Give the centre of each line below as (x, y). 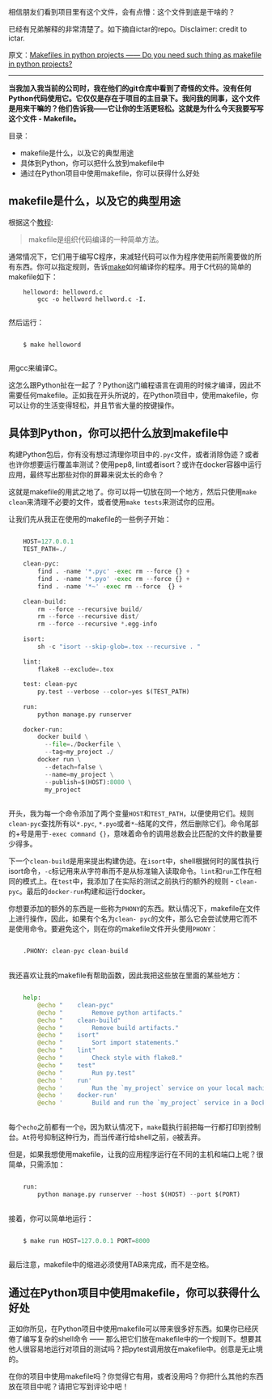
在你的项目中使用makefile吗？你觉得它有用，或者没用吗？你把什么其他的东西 (136, 1376)
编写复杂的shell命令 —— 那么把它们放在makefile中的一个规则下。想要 (138, 1339)
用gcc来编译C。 (35, 367)
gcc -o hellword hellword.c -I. (92, 299)
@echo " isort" (68, 1035)
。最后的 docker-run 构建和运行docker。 (84, 892)
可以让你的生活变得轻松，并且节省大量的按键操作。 (93, 405)
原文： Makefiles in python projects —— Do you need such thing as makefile (135, 55)
